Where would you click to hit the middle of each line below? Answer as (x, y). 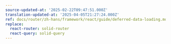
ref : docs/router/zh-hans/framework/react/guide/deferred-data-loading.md (86, 19)
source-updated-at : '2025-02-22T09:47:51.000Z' (57, 10)
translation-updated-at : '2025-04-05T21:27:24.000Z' (62, 15)
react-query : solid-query (37, 33)
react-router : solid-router (40, 29)
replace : (15, 24)
